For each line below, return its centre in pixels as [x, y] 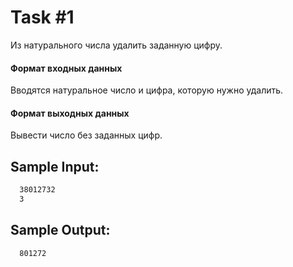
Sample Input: [55, 166]
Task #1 [42, 17]
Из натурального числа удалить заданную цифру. [116, 45]
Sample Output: [60, 230]
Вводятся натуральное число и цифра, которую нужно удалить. [147, 90]
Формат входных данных [66, 68]
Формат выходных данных [70, 113]
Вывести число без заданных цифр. [86, 135]
